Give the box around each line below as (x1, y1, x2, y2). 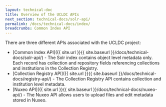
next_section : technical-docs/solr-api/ (5, 16, 91, 21)
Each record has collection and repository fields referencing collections (12, 60, 160, 66)
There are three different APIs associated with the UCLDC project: (5, 39, 141, 45)
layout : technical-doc (5, 7, 52, 12)
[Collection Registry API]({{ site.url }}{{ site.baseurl (12, 70, 117, 76)
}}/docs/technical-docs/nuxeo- (92, 86, 157, 92)
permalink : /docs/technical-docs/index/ (5, 21, 91, 26)
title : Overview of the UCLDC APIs (5, 12, 79, 17)
